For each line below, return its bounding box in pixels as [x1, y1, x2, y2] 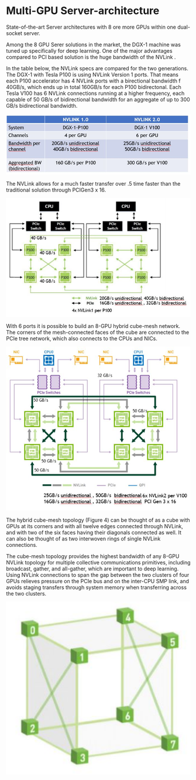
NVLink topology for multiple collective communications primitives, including [6, 559, 191, 566]
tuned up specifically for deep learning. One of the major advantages [6, 47, 173, 54]
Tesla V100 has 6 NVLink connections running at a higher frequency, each [6, 90, 185, 97]
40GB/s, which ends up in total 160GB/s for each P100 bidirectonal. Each [6, 83, 181, 90]
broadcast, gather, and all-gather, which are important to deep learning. [6, 565, 179, 572]
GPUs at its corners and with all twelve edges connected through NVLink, [6, 522, 183, 529]
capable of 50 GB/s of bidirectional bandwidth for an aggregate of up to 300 [6, 95, 190, 103]
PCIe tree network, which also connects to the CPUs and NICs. [6, 335, 158, 342]
